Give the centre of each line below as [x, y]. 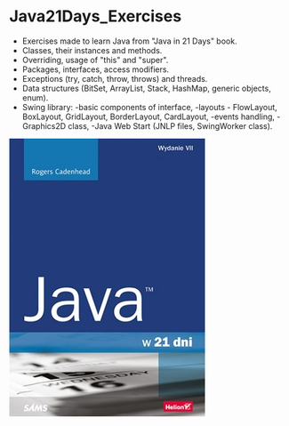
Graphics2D [44, 125]
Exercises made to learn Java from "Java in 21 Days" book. [129, 41]
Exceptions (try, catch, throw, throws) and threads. [115, 78]
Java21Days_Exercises [96, 16]
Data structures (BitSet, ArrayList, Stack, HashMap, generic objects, [146, 88]
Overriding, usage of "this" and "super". [95, 60]
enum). [35, 97]
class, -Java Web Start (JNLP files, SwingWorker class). [170, 125]
